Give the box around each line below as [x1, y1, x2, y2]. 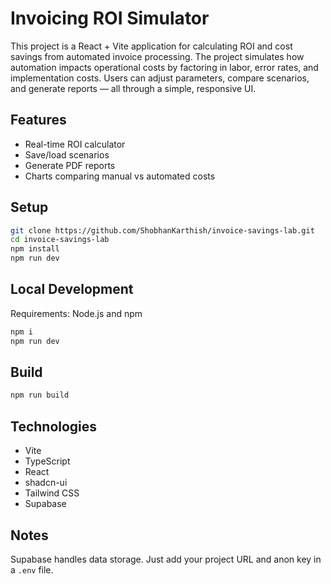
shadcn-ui [24, 477, 68, 489]
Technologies [10, 418, 98, 435]
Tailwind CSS [24, 487, 80, 499]
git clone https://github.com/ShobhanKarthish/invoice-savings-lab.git [10, 225, 315, 236]
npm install [10, 244, 60, 254]
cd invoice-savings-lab [10, 235, 110, 245]
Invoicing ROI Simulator [10, 7, 210, 30]
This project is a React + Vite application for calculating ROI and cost [10, 40, 293, 52]
